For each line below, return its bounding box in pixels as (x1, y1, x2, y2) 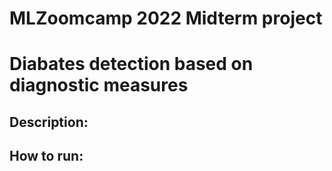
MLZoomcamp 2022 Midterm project (9, 7, 323, 30)
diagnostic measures (9, 74, 189, 97)
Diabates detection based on (9, 53, 254, 76)
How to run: (9, 148, 84, 165)
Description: (9, 113, 89, 131)
